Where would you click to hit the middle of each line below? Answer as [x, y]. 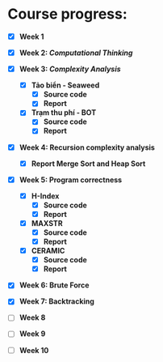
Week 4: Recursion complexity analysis [87, 147]
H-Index [45, 196]
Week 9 [32, 334]
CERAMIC [48, 251]
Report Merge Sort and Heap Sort [88, 164]
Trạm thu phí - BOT [64, 113]
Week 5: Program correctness [71, 180]
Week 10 [34, 350]
